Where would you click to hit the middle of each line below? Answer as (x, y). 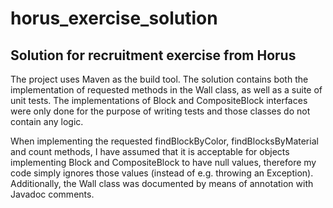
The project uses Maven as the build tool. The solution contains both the (159, 79)
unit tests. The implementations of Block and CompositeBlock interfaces (159, 100)
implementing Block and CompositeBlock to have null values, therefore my (163, 162)
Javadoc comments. (52, 194)
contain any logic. (47, 121)
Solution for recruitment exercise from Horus (153, 55)
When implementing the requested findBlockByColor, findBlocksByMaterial (164, 141)
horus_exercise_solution (114, 18)
